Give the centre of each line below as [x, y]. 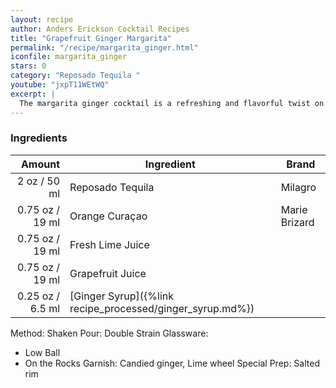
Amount [40, 164]
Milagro [298, 187]
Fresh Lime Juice [109, 244]
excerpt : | [33, 94]
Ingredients [39, 138]
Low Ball [42, 352]
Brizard [297, 222]
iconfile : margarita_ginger [69, 57]
